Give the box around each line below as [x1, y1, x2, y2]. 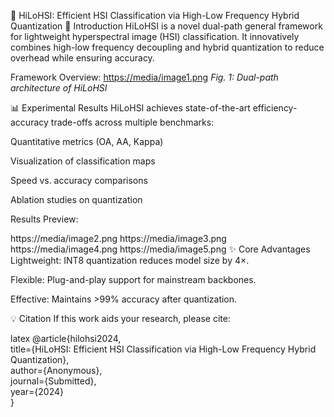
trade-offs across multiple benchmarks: [50, 116, 215, 128]
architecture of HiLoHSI [10, 82, 108, 94]
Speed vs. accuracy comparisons [10, 175, 148, 186]
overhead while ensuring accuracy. [10, 52, 155, 64]
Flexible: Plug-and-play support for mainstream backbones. [10, 274, 257, 285]
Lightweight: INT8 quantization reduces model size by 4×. [10, 255, 250, 266]
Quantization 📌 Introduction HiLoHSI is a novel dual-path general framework [10, 20, 323, 32]
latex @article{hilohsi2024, [10, 333, 122, 344]
